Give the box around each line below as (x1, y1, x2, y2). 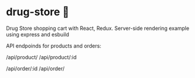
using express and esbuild (6, 30, 69, 38)
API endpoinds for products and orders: (6, 42, 102, 49)
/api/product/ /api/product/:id (6, 53, 77, 60)
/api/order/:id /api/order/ (6, 65, 65, 72)
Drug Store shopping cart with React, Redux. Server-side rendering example (6, 25, 190, 32)
